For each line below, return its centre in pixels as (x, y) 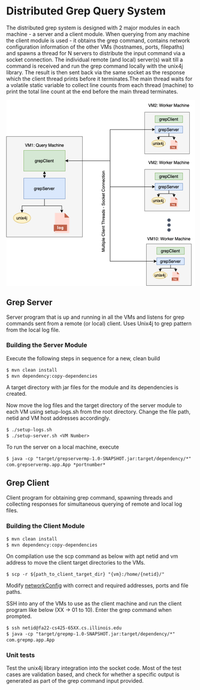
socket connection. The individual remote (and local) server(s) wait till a (95, 59)
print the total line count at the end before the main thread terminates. (92, 91)
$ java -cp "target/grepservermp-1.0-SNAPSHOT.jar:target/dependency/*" (99, 458)
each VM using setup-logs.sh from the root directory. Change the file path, (98, 411)
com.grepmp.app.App (31, 640)
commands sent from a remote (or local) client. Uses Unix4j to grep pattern (99, 323)
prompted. (19, 616)
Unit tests (21, 655)
